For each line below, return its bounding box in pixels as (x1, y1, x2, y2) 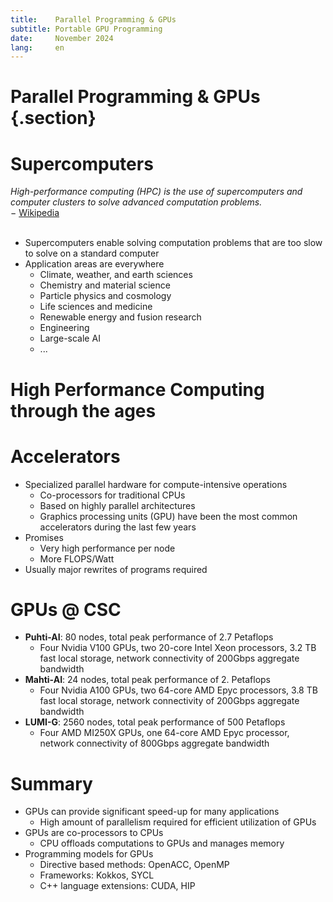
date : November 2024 (10, 33, 114, 43)
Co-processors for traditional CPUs (39, 489, 186, 501)
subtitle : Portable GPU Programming (10, 24, 163, 34)
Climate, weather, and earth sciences (39, 269, 193, 281)
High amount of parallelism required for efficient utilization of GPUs (39, 816, 317, 828)
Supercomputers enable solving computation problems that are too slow (24, 237, 323, 249)
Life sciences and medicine (39, 301, 153, 313)
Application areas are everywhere (24, 258, 165, 270)
